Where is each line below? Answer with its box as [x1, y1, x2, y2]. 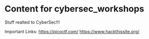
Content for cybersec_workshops [4, 3, 145, 14]
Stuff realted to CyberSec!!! [4, 19, 60, 25]
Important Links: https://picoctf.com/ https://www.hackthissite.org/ [4, 28, 140, 34]
